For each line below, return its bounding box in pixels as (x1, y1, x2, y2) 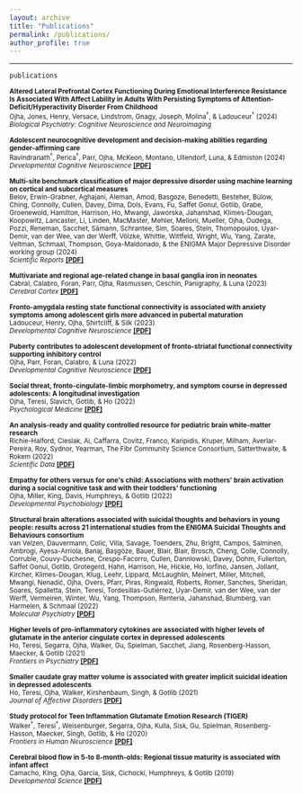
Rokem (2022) (9, 452, 54, 461)
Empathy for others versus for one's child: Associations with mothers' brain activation (9, 476, 284, 486)
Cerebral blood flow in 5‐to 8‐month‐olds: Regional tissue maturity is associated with (9, 753, 281, 762)
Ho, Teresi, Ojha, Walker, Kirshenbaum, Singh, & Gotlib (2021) (9, 689, 200, 698)
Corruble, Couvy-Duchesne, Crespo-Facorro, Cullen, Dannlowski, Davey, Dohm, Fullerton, (9, 555, 288, 564)
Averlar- (252, 437, 277, 446)
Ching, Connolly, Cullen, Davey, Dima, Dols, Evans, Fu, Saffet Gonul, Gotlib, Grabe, (9, 201, 263, 210)
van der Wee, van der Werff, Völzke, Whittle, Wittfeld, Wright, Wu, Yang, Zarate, (31, 232, 276, 241)
